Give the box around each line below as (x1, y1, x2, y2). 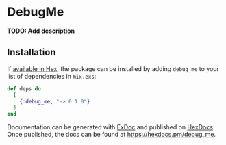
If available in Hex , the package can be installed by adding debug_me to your (7, 64, 219, 72)
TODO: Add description (7, 27, 75, 35)
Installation (7, 47, 56, 58)
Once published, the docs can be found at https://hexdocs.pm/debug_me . (7, 131, 216, 139)
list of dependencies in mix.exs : (7, 72, 97, 80)
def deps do (7, 85, 41, 92)
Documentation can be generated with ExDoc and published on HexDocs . (7, 123, 215, 131)
